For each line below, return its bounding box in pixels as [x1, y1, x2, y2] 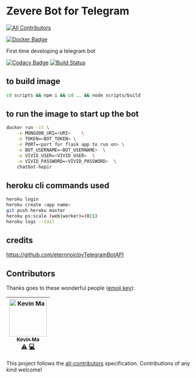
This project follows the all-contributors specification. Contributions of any [6, 360, 191, 367]
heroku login [6, 196, 39, 202]
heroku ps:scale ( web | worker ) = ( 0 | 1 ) [6, 213, 98, 219]
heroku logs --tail [6, 218, 55, 224]
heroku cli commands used [6, 180, 110, 190]
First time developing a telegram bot [6, 47, 96, 55]
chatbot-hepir [17, 164, 52, 170]
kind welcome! [6, 366, 43, 373]
